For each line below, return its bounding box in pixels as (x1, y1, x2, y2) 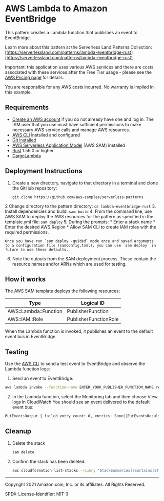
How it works (5, 275, 46, 283)
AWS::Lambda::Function (7, 308, 62, 315)
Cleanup (5, 427, 32, 435)
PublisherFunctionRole (67, 316, 119, 323)
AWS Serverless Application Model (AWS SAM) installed (12, 142, 125, 148)
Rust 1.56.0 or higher (12, 147, 54, 153)
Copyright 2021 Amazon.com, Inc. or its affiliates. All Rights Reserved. (5, 481, 145, 487)
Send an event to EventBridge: (12, 375, 74, 382)
